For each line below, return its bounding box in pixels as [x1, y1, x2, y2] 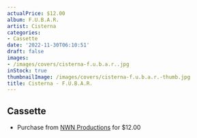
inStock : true [7, 67, 48, 74]
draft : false [7, 49, 44, 55]
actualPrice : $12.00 [7, 10, 66, 17]
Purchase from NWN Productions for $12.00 [16, 124, 141, 132]
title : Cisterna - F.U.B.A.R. [7, 80, 93, 87]
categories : [7, 29, 41, 36]
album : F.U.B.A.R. [7, 16, 59, 23]
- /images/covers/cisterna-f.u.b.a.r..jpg [7, 61, 130, 68]
